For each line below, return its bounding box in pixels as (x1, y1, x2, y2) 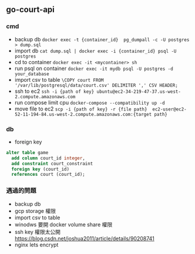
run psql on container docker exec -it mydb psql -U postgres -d (14, 65, 173, 72)
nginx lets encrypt (14, 241, 59, 248)
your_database (14, 71, 49, 77)
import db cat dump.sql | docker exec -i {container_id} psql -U (14, 47, 177, 54)
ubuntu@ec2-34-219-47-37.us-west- (96, 88, 181, 95)
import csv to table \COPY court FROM (14, 76, 104, 83)
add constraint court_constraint (11, 161, 93, 166)
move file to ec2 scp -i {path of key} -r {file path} (14, 105, 147, 112)
